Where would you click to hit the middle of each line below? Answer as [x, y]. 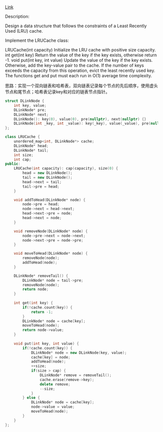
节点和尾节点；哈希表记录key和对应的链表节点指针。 [57, 92]
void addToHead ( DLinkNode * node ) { [50, 200]
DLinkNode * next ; [31, 114]
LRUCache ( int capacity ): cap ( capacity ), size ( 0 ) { [66, 169]
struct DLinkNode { [25, 101]
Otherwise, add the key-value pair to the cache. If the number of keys [74, 65]
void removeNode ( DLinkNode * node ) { [51, 231]
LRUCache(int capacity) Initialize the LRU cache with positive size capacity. [81, 50]
